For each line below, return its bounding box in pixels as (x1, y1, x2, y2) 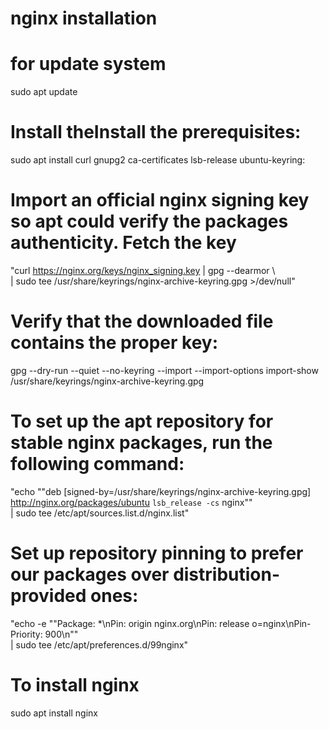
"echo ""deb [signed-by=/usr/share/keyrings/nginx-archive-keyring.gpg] (10, 485, 312, 497)
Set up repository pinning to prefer (10, 542, 304, 565)
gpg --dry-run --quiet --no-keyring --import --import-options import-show (10, 364, 319, 376)
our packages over (10, 563, 170, 586)
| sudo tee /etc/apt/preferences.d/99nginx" (10, 638, 189, 651)
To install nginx (10, 674, 140, 696)
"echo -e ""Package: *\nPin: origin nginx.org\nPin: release (10, 617, 250, 629)
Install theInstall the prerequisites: (10, 121, 302, 144)
